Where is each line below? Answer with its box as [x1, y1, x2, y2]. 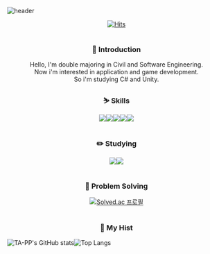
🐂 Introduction [91, 44, 141, 54]
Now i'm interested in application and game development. [34, 68, 199, 76]
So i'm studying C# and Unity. [73, 75, 159, 83]
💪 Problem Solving [85, 181, 148, 191]
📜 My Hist [100, 223, 133, 232]
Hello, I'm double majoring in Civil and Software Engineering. [30, 60, 203, 69]
